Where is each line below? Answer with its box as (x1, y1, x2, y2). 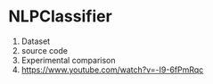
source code (20, 45, 69, 55)
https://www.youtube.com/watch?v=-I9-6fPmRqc (20, 64, 204, 75)
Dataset (20, 36, 51, 46)
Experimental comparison (20, 55, 117, 65)
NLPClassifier (8, 6, 112, 27)
